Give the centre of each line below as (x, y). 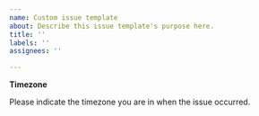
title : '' (28, 34)
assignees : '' (36, 51)
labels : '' (30, 43)
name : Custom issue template (64, 18)
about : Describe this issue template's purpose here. (112, 26)
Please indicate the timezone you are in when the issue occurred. (130, 102)
